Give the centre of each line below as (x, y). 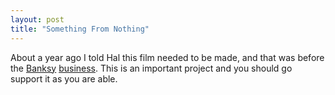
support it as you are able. (64, 78)
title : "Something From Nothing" (80, 29)
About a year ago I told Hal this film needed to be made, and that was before (167, 57)
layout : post (37, 19)
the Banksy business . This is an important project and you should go (151, 68)
